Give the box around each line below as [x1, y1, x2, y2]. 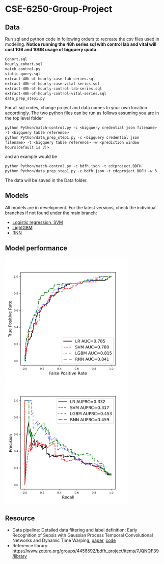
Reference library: [12, 543, 49, 549]
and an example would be [5, 154, 57, 159]
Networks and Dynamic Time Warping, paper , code [12, 537, 116, 543]
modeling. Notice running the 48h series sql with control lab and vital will [5, 41, 157, 47]
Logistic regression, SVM [12, 219, 63, 225]
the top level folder [5, 115, 43, 121]
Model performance [5, 244, 68, 252]
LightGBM [12, 224, 33, 230]
